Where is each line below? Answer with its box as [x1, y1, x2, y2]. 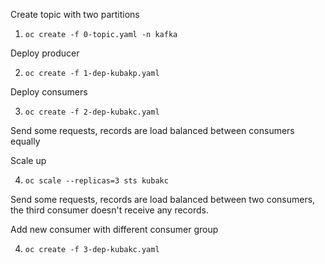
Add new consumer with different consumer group [10, 224, 219, 235]
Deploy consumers [10, 86, 88, 98]
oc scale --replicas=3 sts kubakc [24, 176, 169, 186]
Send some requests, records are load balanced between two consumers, [10, 194, 316, 205]
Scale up [10, 155, 47, 166]
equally [10, 135, 41, 147]
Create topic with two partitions [10, 9, 140, 20]
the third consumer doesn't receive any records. [10, 204, 210, 216]
